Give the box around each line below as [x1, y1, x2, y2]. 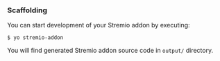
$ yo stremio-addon [7, 34, 64, 41]
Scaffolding [7, 5, 47, 15]
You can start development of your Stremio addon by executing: [7, 21, 190, 29]
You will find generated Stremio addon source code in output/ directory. [7, 47, 214, 55]
